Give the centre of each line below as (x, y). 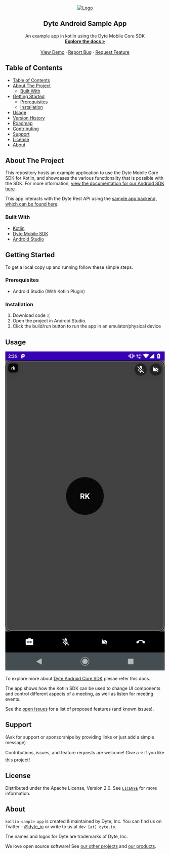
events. (13, 699)
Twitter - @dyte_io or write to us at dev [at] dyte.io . (61, 827)
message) (16, 742)
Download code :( (31, 315)
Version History (29, 118)
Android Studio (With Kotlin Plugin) (49, 291)
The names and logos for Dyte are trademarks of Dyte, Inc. (67, 837)
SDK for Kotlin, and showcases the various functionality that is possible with (84, 178)
